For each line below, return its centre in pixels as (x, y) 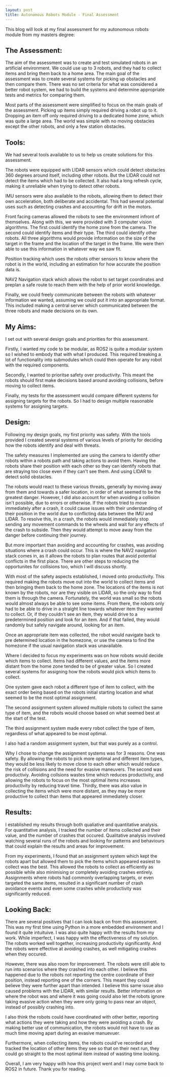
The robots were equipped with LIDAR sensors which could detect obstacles (85, 170)
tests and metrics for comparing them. (45, 95)
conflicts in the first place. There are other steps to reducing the (72, 561)
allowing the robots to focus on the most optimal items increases (73, 780)
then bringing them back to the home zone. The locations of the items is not (84, 587)
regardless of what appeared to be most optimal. (56, 733)
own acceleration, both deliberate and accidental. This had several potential (84, 202)
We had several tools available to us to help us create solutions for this (79, 155)
